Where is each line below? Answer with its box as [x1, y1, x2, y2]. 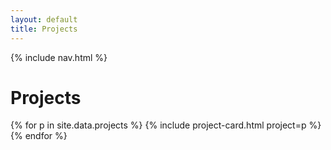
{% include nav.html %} [10, 51, 108, 63]
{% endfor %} [10, 130, 68, 142]
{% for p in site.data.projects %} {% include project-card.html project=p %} [10, 119, 322, 131]
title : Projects [10, 24, 78, 34]
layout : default [10, 14, 78, 25]
